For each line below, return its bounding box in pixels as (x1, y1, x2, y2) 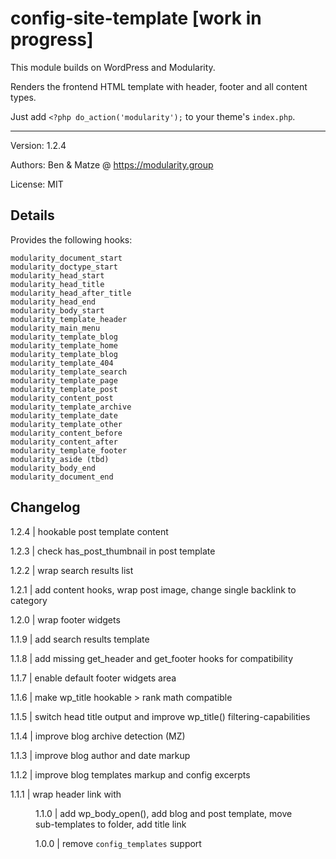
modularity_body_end (10, 463, 97, 473)
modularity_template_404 (10, 358, 114, 368)
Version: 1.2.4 (10, 139, 67, 151)
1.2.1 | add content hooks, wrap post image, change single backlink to (10, 583, 297, 596)
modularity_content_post (10, 393, 114, 403)
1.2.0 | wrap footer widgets (10, 613, 121, 626)
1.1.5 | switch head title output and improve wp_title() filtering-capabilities (10, 710, 311, 722)
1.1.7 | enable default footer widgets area (10, 672, 177, 684)
